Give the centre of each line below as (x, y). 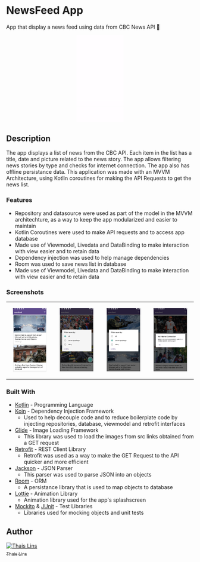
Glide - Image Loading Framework (57, 430)
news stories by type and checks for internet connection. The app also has (98, 165)
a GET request (41, 443)
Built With (21, 392)
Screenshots (25, 292)
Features (19, 200)
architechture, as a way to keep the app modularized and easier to (96, 219)
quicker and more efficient (56, 462)
